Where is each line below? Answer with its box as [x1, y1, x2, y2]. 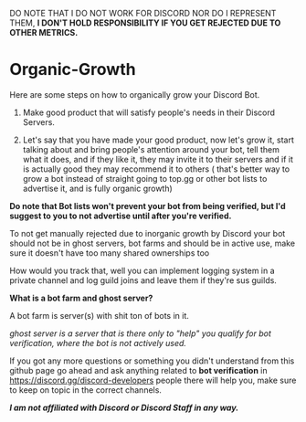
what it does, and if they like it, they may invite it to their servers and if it [22, 153, 294, 164]
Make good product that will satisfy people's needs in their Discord [22, 107, 276, 118]
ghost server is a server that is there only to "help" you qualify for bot [9, 328, 272, 339]
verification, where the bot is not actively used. [9, 337, 187, 348]
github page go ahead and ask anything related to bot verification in [9, 364, 268, 375]
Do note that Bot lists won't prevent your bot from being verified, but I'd [9, 200, 286, 211]
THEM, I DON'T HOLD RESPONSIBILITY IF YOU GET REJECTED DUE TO [9, 17, 281, 28]
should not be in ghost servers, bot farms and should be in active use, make [9, 237, 295, 248]
